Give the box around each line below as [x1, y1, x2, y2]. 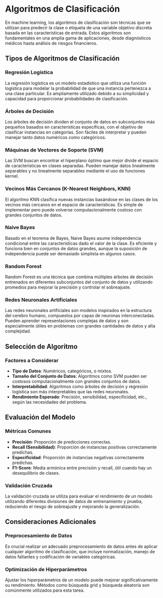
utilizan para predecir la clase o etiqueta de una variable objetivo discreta [5, 24, 152, 30]
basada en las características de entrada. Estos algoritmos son [5, 30, 131, 36]
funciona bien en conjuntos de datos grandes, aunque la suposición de [5, 245, 147, 251]
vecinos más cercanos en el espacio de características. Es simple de [5, 201, 143, 208]
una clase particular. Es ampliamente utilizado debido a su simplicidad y [5, 90, 149, 96]
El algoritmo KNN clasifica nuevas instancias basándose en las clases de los [5, 196, 158, 202]
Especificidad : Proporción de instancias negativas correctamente [12, 454, 145, 460]
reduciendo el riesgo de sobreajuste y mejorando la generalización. [5, 503, 140, 510]
